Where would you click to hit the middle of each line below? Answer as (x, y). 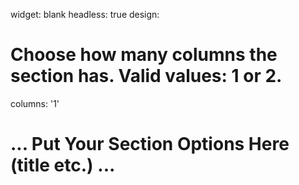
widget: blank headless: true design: (85, 14)
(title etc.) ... (63, 165)
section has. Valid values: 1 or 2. (146, 76)
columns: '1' (35, 103)
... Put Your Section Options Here (150, 144)
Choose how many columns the (144, 55)
